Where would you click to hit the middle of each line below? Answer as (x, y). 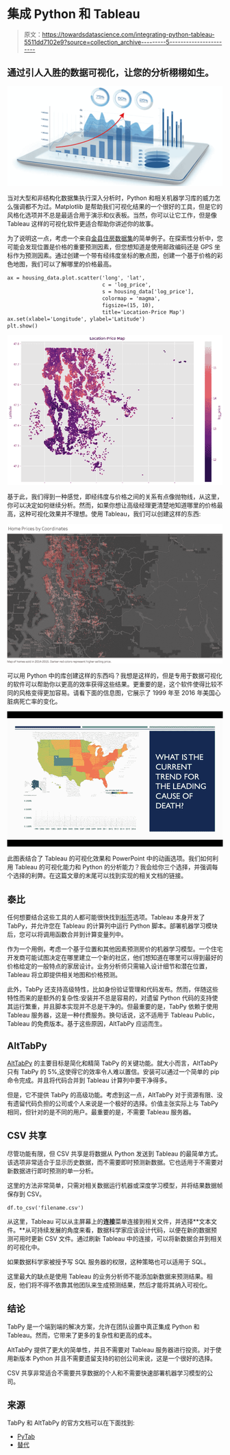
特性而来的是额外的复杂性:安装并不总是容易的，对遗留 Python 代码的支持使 (113, 998)
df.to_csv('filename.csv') (46, 1208)
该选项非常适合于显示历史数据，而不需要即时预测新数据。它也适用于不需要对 (115, 1162)
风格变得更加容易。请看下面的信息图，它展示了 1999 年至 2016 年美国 (117, 693)
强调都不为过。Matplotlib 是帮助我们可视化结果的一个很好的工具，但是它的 (118, 207)
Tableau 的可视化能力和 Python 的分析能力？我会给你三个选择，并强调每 (116, 867)
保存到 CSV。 (26, 1194)
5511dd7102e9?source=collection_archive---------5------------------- (123, 42)
